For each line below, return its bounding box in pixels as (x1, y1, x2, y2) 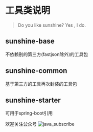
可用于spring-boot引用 (5, 110, 53, 116)
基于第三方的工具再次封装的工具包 (5, 81, 77, 87)
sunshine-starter (5, 96, 61, 104)
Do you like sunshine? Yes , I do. (17, 22, 86, 28)
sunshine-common (5, 66, 67, 75)
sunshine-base (5, 37, 55, 46)
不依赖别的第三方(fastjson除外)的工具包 (5, 51, 88, 57)
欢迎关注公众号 (5, 121, 37, 127)
